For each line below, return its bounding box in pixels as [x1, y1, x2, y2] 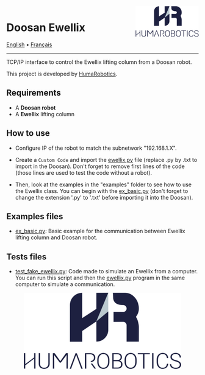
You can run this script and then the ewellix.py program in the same [15, 274, 185, 282]
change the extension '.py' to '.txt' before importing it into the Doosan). [15, 194, 193, 201]
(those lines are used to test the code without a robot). [15, 169, 153, 176]
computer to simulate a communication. [15, 281, 115, 288]
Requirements [6, 88, 61, 98]
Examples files [6, 211, 63, 222]
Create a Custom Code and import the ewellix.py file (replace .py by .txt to [15, 156, 198, 163]
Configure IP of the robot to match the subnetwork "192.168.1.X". [15, 144, 177, 152]
